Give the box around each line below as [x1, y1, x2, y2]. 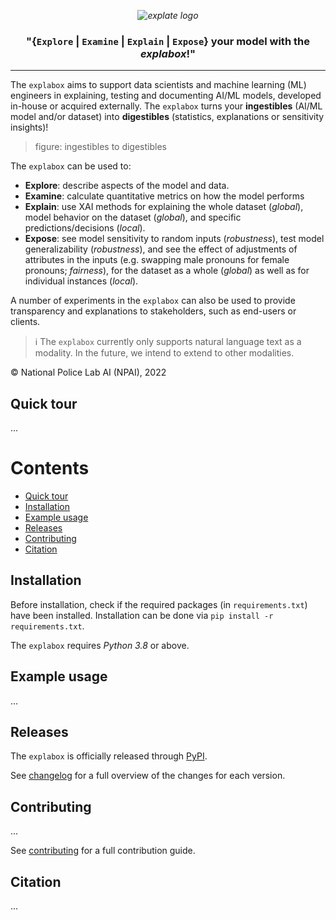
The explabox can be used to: [10, 160, 132, 172]
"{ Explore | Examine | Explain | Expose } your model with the [26, 34, 310, 48]
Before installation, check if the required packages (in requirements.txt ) [10, 598, 308, 610]
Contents [10, 457, 90, 480]
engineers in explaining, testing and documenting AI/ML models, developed [10, 90, 322, 102]
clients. [10, 316, 41, 328]
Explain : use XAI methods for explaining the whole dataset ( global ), [24, 201, 304, 213]
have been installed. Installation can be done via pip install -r [10, 609, 274, 621]
